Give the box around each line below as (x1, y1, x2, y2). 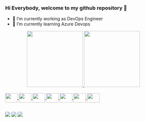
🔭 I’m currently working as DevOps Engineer (12, 16, 103, 22)
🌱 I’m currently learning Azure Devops (12, 21, 90, 27)
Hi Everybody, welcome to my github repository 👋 (5, 4, 128, 11)
